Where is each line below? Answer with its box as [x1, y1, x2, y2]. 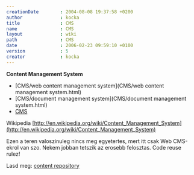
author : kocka [6, 14, 80, 21]
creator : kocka [6, 54, 80, 60]
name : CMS [6, 25, 74, 32]
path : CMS [6, 37, 74, 43]
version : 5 [6, 48, 69, 54]
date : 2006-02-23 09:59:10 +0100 [6, 43, 134, 49]
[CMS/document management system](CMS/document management [14, 95, 187, 102]
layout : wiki [6, 31, 77, 37]
